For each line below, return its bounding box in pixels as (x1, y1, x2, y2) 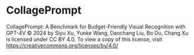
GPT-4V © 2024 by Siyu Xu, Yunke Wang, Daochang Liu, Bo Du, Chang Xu (6, 29, 189, 36)
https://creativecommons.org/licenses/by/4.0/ (6, 42, 118, 49)
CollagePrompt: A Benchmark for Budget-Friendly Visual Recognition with (6, 23, 186, 30)
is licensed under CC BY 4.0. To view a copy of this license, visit (6, 35, 163, 43)
